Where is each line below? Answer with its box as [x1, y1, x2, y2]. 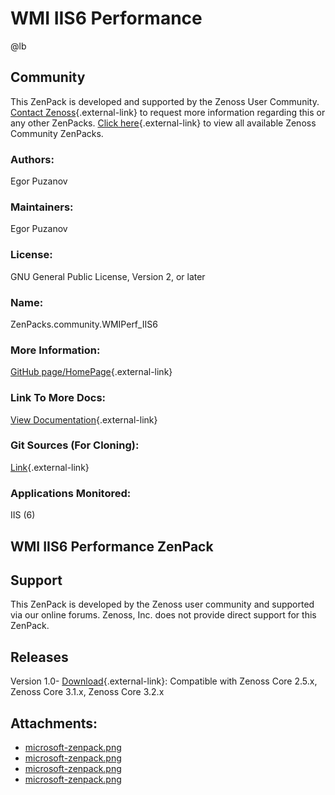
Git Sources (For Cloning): [10, 438, 140, 452]
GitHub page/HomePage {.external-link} [10, 366, 173, 378]
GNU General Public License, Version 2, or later [10, 270, 206, 282]
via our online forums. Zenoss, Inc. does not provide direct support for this [10, 609, 317, 621]
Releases [10, 648, 69, 666]
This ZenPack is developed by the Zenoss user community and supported [10, 598, 315, 611]
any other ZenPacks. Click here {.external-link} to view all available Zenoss [10, 117, 317, 129]
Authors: [10, 152, 55, 166]
